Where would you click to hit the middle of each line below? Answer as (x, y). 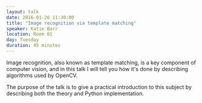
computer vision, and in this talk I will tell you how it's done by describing (97, 69)
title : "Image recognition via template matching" (71, 23)
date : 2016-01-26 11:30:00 (40, 17)
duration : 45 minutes (34, 46)
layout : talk (23, 12)
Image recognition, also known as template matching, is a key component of (101, 62)
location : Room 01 (29, 34)
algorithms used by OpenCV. (42, 75)
